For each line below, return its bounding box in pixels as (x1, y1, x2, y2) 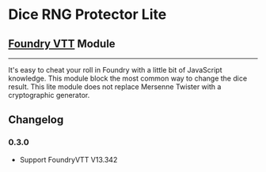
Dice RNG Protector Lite (8, 6, 167, 24)
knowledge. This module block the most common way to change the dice (8, 73, 248, 83)
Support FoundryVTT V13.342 (19, 155, 118, 164)
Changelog (8, 113, 64, 127)
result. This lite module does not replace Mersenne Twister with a (8, 82, 222, 92)
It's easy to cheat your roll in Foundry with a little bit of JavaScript (8, 65, 223, 74)
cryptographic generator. (8, 91, 90, 99)
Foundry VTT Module (8, 37, 116, 50)
